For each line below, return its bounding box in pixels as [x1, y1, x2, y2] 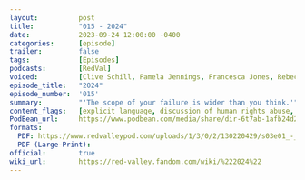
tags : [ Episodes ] [9, 55, 120, 65]
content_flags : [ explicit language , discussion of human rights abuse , [9, 106, 295, 115]
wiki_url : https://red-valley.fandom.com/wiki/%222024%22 [9, 156, 261, 166]
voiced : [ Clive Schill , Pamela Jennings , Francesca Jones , [9, 73, 274, 82]
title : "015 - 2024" [9, 22, 128, 31]
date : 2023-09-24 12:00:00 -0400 [9, 30, 181, 39]
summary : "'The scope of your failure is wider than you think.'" [9, 97, 299, 107]
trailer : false [9, 47, 100, 56]
